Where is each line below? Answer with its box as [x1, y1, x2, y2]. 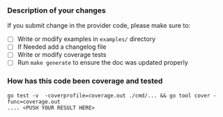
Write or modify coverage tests [17, 51, 107, 59]
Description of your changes [7, 6, 106, 15]
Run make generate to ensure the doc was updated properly [17, 58, 188, 67]
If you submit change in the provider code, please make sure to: [7, 22, 191, 30]
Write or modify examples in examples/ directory [17, 35, 156, 43]
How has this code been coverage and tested [7, 76, 163, 86]
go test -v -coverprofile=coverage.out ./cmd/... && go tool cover [7, 92, 210, 99]
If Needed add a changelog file [17, 42, 107, 51]
